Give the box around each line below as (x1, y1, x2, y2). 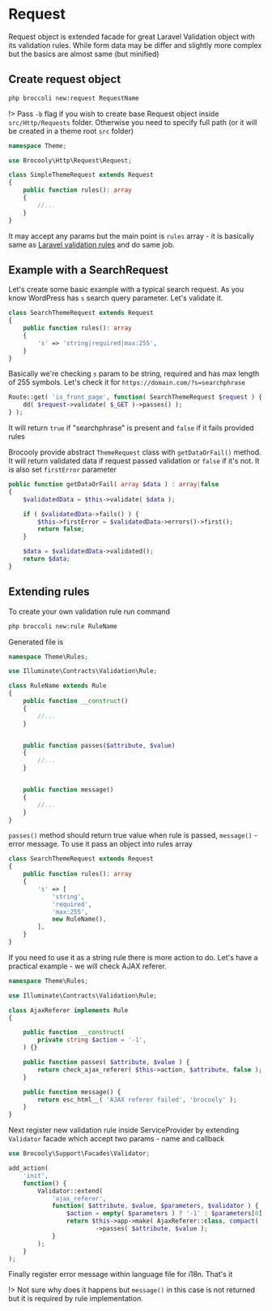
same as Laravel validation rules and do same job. (8, 239, 176, 249)
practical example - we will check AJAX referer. (8, 961, 168, 971)
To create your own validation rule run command (8, 606, 171, 616)
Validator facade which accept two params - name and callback (8, 1134, 225, 1144)
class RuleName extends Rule (8, 682, 107, 690)
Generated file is (8, 636, 64, 646)
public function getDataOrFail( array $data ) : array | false (8, 481, 219, 489)
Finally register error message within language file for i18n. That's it (8, 1270, 233, 1279)
